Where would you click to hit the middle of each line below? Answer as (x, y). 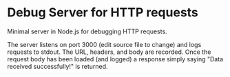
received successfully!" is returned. (57, 66)
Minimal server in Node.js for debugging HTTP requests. (87, 31)
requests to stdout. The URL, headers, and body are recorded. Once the (109, 52)
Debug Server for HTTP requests (103, 13)
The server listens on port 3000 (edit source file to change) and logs (104, 44)
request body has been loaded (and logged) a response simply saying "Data (115, 59)
